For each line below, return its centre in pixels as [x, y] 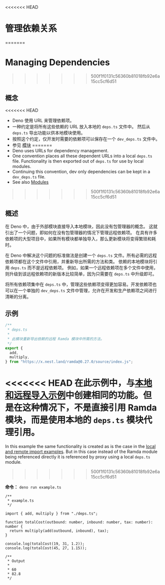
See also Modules [30, 182]
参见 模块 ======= [32, 145]
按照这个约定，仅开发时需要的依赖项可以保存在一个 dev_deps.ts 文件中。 [86, 139]
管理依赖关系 [31, 29]
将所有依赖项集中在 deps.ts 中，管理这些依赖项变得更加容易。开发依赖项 [79, 284]
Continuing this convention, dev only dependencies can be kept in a [81, 172]
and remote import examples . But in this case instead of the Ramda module [81, 452]
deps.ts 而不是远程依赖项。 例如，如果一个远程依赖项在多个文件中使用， [84, 268]
